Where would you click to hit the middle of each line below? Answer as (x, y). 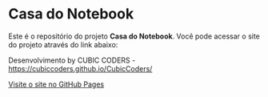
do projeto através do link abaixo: (63, 44)
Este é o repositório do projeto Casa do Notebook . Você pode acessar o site (134, 36)
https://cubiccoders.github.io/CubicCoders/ (80, 68)
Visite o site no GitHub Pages (56, 84)
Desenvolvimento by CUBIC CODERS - (72, 60)
